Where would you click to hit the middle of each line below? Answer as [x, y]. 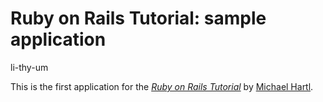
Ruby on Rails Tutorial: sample [138, 18]
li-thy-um [29, 67]
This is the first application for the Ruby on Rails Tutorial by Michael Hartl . [162, 86]
